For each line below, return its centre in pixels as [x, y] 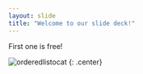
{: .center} [85, 62]
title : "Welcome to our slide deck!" [72, 23]
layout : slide [32, 16]
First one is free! [36, 46]
